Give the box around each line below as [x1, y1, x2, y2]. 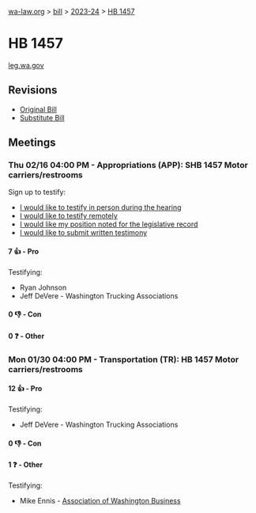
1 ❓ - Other [8, 460, 43, 469]
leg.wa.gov [8, 60, 45, 70]
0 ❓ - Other [8, 331, 45, 340]
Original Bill [19, 104, 58, 114]
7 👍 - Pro [8, 247, 40, 256]
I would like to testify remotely [19, 211, 119, 221]
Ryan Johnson [19, 283, 67, 292]
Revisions [8, 83, 58, 97]
